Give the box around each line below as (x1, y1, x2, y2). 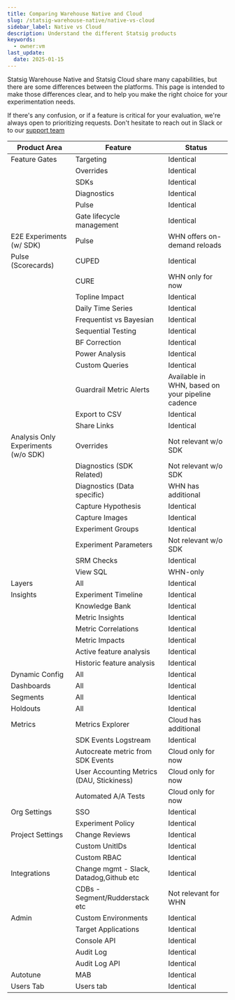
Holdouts (10, 704, 41, 713)
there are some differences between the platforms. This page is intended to (7, 82, 225, 91)
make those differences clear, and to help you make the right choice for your (7, 90, 228, 98)
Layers (10, 578, 34, 588)
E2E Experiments (10, 231, 67, 241)
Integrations (10, 868, 50, 878)
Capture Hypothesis (75, 501, 141, 511)
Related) (75, 470, 104, 479)
